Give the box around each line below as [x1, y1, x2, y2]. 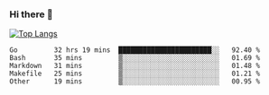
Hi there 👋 [9, 8, 54, 21]
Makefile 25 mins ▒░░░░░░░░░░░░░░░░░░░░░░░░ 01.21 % [9, 69, 260, 79]
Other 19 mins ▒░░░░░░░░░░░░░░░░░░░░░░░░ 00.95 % [9, 77, 260, 86]
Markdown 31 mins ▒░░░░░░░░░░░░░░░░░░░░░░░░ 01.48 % [9, 62, 260, 71]
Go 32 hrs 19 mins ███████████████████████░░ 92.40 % [9, 46, 260, 55]
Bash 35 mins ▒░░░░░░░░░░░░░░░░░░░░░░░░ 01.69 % [9, 54, 260, 63]
